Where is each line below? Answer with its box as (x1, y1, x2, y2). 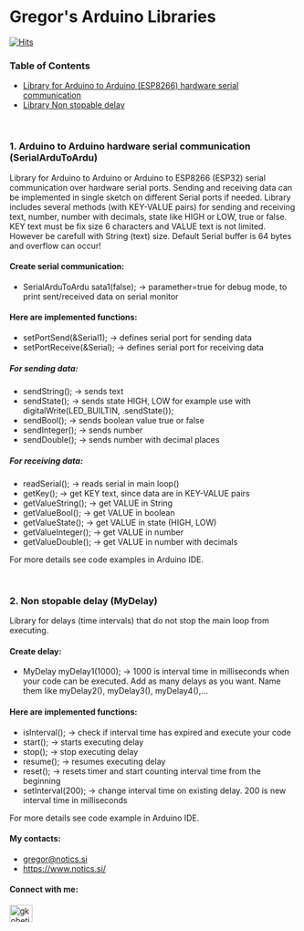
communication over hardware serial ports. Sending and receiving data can (9, 182, 293, 193)
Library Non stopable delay (22, 99, 125, 110)
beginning (22, 775, 61, 786)
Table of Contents (9, 59, 91, 72)
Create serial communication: (9, 261, 125, 272)
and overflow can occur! (9, 240, 102, 251)
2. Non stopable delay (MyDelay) (9, 594, 158, 607)
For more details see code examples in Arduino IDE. (9, 554, 204, 565)
